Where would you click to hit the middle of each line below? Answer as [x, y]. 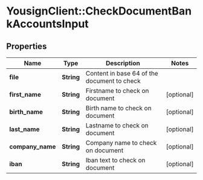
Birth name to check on [119, 108]
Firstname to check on [117, 91]
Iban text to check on [116, 160]
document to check [113, 81]
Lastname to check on [117, 125]
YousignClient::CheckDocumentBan [99, 11]
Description [123, 63]
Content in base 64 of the [122, 73]
